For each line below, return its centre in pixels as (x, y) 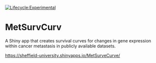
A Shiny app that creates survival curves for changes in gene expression (78, 41)
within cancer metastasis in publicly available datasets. (60, 46)
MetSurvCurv (33, 27)
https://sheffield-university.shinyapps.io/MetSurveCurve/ (63, 55)
